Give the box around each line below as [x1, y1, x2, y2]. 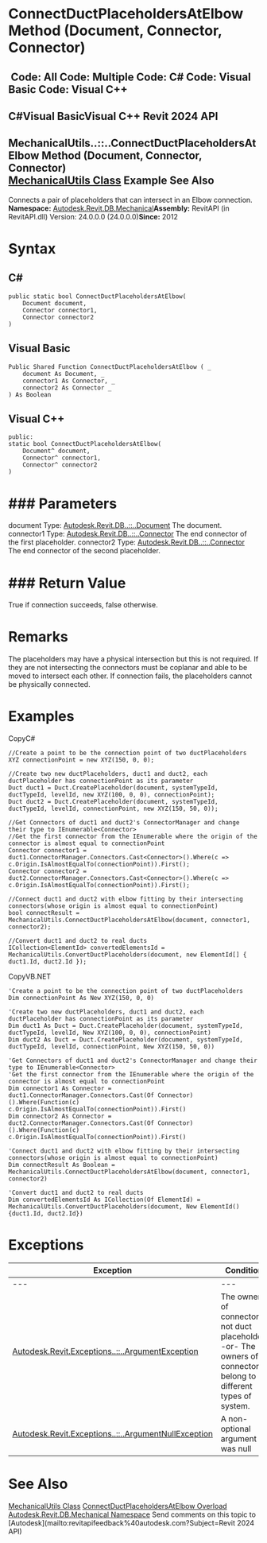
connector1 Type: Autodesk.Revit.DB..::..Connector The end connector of [8, 529, 248, 539]
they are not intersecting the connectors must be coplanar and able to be [8, 663, 248, 673]
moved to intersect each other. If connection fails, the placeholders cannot [8, 671, 253, 680]
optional [220, 1424, 252, 1435]
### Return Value [8, 574, 126, 592]
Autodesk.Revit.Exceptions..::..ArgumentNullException [12, 1429, 213, 1440]
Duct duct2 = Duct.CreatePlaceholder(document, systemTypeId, [8, 798, 219, 806]
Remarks [8, 628, 69, 646]
